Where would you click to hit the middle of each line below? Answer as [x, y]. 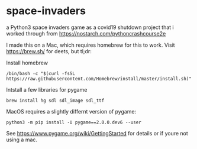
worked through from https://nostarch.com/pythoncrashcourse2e [86, 33]
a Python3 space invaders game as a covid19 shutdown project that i [90, 27]
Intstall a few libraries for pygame [47, 89]
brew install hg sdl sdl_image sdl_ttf [55, 101]
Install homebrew [27, 63]
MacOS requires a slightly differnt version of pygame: [71, 111]
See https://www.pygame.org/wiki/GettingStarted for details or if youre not [97, 133]
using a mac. [22, 140]
